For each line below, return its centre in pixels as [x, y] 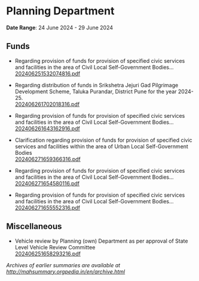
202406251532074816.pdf [48, 74]
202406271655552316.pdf [48, 207]
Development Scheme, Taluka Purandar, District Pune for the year [96, 91]
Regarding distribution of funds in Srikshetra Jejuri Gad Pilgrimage [97, 85]
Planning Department [60, 11]
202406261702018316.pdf [47, 104]
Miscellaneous [34, 226]
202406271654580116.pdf [47, 183]
